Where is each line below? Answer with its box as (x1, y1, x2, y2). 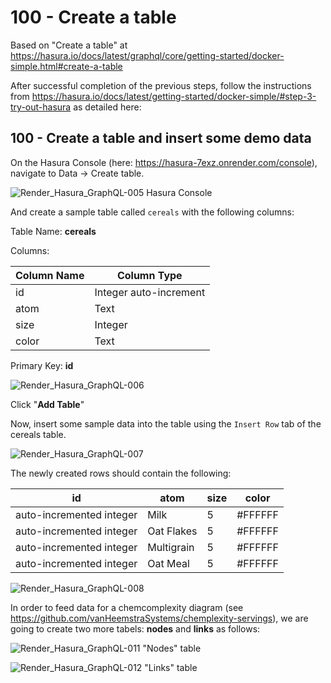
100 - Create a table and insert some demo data (10, 130, 312, 147)
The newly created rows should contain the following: (10, 467, 232, 479)
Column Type (116, 268, 183, 282)
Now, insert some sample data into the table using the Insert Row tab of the (10, 417, 322, 430)
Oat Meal (147, 556, 190, 570)
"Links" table (144, 661, 198, 673)
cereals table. (10, 428, 67, 440)
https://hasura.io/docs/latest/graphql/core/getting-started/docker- (10, 49, 285, 61)
